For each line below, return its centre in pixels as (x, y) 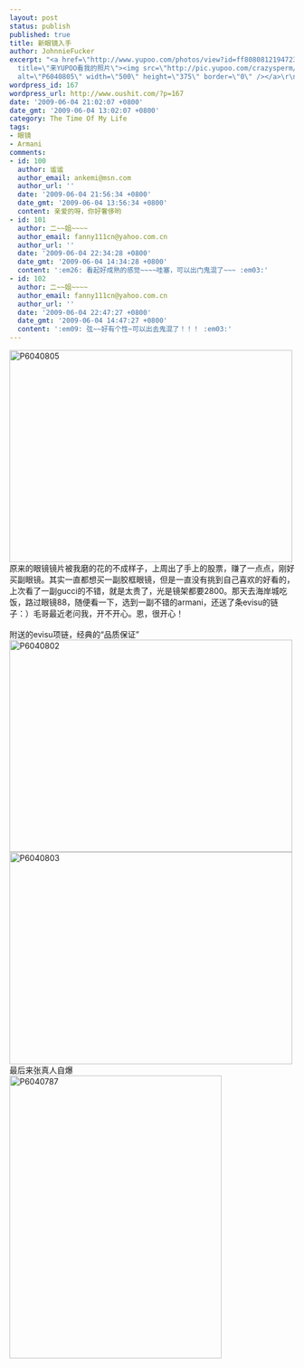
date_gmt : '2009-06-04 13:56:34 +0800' (93, 203)
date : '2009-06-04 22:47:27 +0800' (85, 312)
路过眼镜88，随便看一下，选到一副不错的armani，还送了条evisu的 (148, 602)
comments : (28, 152)
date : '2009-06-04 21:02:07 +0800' (76, 102)
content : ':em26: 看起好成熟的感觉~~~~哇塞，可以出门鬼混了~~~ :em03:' (143, 271)
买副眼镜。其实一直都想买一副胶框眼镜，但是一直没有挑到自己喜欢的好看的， (152, 579)
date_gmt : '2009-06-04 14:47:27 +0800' (93, 321)
